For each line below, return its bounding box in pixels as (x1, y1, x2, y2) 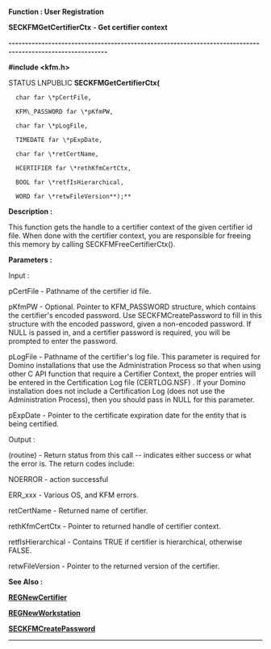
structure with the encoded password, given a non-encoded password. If (8, 319, 252, 329)
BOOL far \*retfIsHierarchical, (15, 178, 125, 186)
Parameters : (8, 255, 52, 265)
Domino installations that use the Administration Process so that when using (8, 361, 261, 370)
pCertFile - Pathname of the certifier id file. (8, 287, 152, 295)
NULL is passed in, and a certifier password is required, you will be (8, 328, 231, 337)
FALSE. (8, 546, 32, 555)
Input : (8, 270, 30, 280)
